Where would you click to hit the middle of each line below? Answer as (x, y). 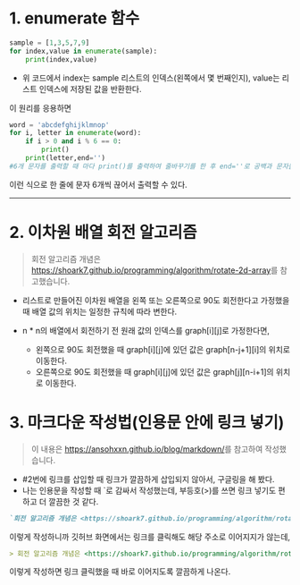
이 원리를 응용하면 (40, 107)
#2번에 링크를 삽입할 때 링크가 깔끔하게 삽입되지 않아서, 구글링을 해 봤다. (148, 479)
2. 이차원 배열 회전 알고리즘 (104, 233)
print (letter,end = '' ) (65, 158)
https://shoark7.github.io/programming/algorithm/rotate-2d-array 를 (154, 270)
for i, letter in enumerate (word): (75, 133)
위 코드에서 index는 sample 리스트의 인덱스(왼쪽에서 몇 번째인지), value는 (151, 78)
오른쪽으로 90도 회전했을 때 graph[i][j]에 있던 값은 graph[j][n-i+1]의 (154, 371)
